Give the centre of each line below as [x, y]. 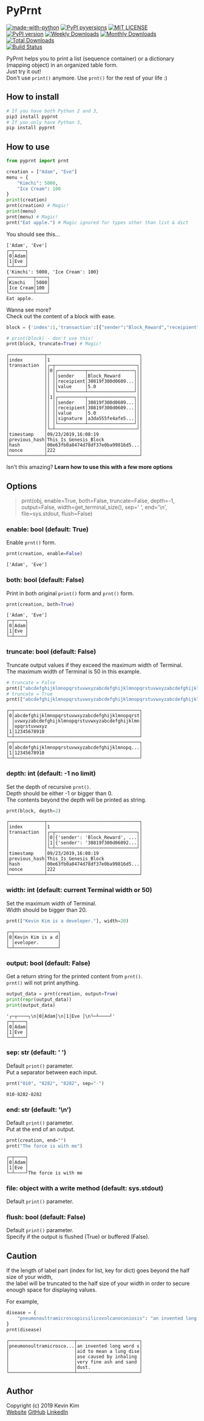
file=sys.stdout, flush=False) [57, 514]
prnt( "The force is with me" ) [45, 1146]
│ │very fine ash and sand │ [74, 1362]
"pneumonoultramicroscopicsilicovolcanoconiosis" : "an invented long [107, 1318]
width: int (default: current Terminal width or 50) [80, 890]
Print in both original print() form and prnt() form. [70, 593]
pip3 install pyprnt [32, 117]
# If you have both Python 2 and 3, [53, 111]
